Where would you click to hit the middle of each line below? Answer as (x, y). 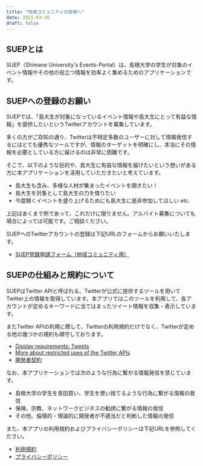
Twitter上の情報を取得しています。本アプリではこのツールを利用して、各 (96, 298)
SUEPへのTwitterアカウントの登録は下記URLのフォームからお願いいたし (96, 234)
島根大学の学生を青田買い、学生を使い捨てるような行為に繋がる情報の (102, 393)
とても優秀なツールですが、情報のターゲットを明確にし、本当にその (107, 145)
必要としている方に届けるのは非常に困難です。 (75, 152)
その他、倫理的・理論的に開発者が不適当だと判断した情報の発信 (94, 416)
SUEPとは (25, 49)
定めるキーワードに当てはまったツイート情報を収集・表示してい (112, 306)
